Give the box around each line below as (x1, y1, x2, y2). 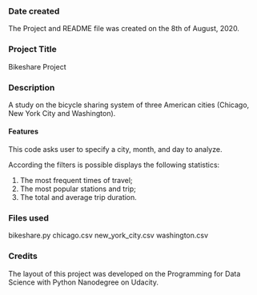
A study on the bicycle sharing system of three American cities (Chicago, (8, 100, 250, 110)
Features (8, 126, 38, 137)
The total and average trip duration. (19, 193, 138, 202)
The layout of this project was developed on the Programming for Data (8, 269, 241, 278)
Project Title (8, 44, 58, 55)
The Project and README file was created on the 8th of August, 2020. (8, 24, 240, 34)
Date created (8, 6, 60, 17)
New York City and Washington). (8, 108, 116, 118)
